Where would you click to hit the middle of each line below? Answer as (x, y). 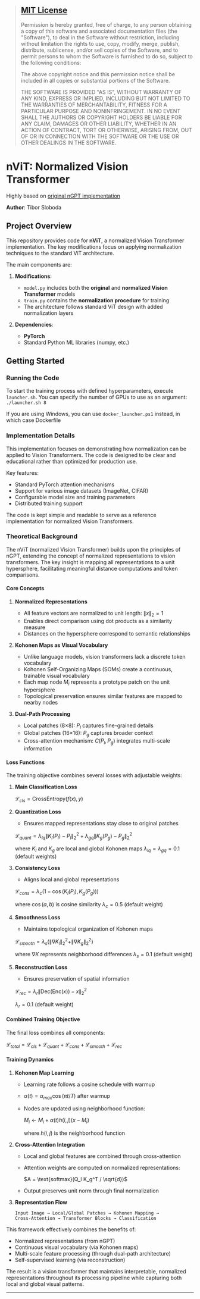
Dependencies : (34, 324)
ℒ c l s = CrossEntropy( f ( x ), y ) (49, 799)
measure (35, 627)
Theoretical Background (42, 537)
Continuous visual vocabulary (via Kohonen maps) (76, 1247)
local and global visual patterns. (45, 1284)
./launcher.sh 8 (26, 403)
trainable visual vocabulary (57, 675)
